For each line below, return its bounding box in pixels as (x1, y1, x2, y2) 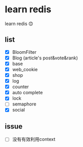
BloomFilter (12, 49, 37, 55)
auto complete (12, 90, 43, 96)
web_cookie (12, 66, 38, 72)
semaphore (12, 101, 36, 107)
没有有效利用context (12, 136, 56, 142)
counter (12, 83, 29, 90)
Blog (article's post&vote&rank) (12, 55, 78, 61)
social (12, 107, 25, 113)
